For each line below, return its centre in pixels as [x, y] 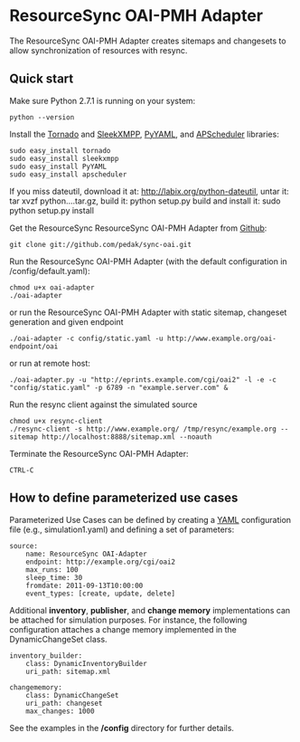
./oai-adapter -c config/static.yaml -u [87, 338]
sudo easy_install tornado [60, 150]
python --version [42, 117]
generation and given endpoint [66, 321]
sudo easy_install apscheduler [68, 174]
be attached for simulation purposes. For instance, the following [128, 620]
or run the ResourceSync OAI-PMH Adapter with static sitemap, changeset [148, 312]
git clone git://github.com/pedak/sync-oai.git [101, 244]
